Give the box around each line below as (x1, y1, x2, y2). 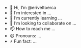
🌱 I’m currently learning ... (9, 15, 62, 21)
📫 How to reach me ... (9, 26, 55, 31)
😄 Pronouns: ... (9, 33, 42, 39)
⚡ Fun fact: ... (9, 38, 37, 44)
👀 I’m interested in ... (9, 10, 52, 16)
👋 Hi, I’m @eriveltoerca (9, 5, 56, 10)
